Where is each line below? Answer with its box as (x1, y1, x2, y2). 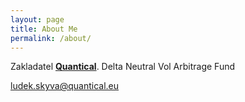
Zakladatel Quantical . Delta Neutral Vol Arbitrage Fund (10, 61, 236, 73)
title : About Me (10, 24, 78, 34)
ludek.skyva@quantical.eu (10, 80, 120, 92)
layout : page (10, 14, 65, 25)
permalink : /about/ (10, 33, 92, 43)
